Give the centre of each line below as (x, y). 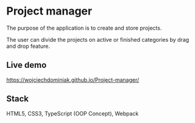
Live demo (27, 65)
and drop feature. (28, 46)
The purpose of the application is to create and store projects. (84, 28)
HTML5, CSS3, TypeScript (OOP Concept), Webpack (73, 113)
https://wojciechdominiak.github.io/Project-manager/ (73, 79)
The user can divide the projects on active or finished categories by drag (98, 39)
